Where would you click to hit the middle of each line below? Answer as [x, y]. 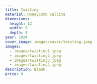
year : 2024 [16, 38]
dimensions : [17, 19]
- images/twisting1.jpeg [35, 51]
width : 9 [19, 28]
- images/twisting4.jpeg [35, 65]
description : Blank [25, 70]
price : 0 [14, 74]
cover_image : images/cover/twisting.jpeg [49, 42]
